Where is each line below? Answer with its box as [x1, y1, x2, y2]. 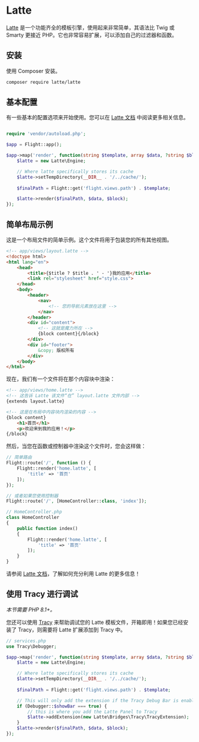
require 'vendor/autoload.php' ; [6, 131, 86, 137]
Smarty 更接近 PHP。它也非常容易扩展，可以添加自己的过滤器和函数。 [6, 31, 178, 39]
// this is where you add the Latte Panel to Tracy [27, 709, 158, 715]
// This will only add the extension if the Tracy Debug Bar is [17, 697, 179, 703]
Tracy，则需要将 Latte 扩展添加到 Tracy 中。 [17, 626, 126, 633]
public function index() [17, 525, 78, 531]
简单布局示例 [6, 219, 53, 229]
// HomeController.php [6, 509, 62, 515]
